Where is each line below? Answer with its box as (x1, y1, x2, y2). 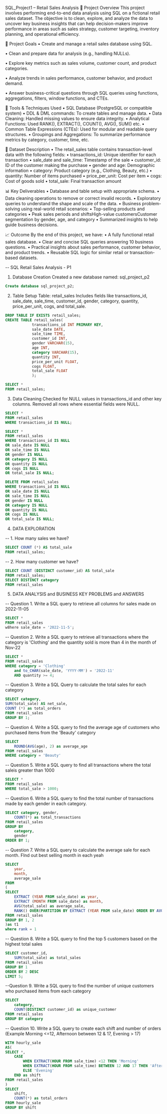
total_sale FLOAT (31, 369, 68, 374)
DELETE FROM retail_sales (5, 480, 59, 485)
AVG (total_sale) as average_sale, (14, 903, 85, 909)
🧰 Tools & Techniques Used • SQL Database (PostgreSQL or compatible (5, 105, 153, 111)
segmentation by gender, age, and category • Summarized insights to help (5, 217, 158, 222)
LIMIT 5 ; (5, 974, 23, 979)
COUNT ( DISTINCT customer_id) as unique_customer (14, 1007, 117, 1012)
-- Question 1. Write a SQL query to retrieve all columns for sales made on (5, 601, 157, 607)
